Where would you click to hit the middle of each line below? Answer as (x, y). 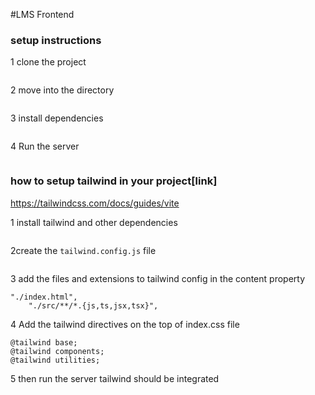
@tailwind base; (44, 342)
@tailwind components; (57, 351)
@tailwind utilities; (55, 360)
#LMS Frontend (42, 14)
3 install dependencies (57, 118)
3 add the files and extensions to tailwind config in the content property (158, 278)
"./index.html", (44, 297)
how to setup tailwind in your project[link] (114, 181)
